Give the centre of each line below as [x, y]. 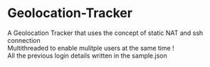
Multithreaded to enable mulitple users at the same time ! [91, 48]
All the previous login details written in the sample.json [87, 56]
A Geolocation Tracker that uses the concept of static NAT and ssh [105, 33]
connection [24, 40]
